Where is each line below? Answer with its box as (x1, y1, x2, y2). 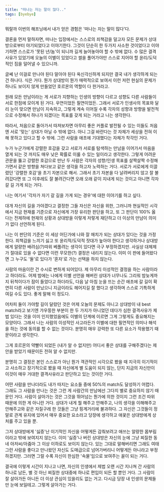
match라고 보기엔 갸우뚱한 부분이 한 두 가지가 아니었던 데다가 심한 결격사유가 (5, 307, 152, 313)
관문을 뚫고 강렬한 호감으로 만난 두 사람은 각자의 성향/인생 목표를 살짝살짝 (5, 157, 145, 163)
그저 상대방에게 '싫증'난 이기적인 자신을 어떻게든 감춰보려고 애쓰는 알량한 (5, 428, 144, 434)
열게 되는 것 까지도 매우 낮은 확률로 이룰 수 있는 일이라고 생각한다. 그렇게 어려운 (5, 151, 157, 157)
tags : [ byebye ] (5, 12, 36, 17)
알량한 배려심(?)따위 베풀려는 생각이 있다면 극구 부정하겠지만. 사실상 (14, 243, 144, 250)
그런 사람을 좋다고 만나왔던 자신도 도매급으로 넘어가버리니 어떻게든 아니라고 (5, 446, 149, 453)
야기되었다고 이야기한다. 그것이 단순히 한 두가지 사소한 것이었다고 (26, 42, 150, 48)
